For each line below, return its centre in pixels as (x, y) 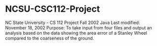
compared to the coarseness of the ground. (50, 38)
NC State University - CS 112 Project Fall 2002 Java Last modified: (73, 23)
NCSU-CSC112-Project (52, 9)
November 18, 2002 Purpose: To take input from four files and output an (79, 27)
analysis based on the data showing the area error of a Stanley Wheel (76, 33)
